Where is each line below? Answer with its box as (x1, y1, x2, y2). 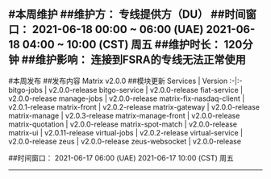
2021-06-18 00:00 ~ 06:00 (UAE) (31, 23, 204, 36)
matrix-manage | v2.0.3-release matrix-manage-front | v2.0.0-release (8, 110, 240, 120)
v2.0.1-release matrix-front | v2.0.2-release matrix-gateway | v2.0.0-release (8, 102, 261, 111)
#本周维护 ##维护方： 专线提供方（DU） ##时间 (8, 7, 246, 22)
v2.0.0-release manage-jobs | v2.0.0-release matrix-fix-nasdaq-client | (8, 94, 245, 103)
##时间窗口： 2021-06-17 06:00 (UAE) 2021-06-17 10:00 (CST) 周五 (8, 152, 234, 163)
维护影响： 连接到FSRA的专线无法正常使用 (35, 53, 246, 67)
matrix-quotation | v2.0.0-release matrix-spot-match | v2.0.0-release (8, 119, 238, 129)
